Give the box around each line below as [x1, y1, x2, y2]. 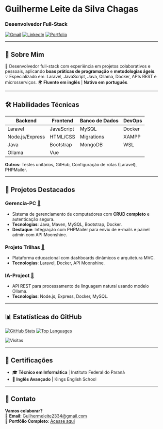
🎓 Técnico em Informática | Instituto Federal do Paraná [12, 369, 125, 375]
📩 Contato [5, 395, 36, 403]
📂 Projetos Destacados [5, 186, 75, 194]
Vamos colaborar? [5, 408, 43, 413]
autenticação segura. [12, 216, 55, 222]
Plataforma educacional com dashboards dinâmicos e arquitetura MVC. [12, 255, 155, 261]
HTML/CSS [49, 134, 75, 140]
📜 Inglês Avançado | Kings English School [12, 377, 97, 382]
